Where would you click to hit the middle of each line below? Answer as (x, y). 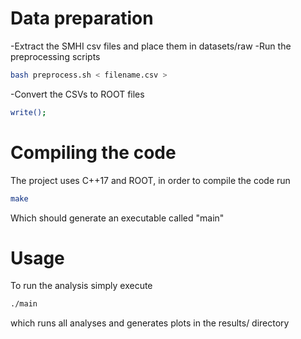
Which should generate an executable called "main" (117, 218)
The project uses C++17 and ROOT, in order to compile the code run (150, 180)
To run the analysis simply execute (81, 286)
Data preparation (82, 18)
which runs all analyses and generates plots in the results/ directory (150, 323)
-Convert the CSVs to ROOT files (77, 94)
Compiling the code (93, 152)
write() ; (28, 112)
